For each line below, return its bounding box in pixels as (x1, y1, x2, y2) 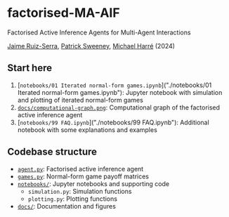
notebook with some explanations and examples (17, 125, 158, 134)
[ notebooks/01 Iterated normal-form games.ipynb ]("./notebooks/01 (17, 81, 212, 89)
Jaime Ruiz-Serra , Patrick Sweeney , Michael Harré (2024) (7, 41, 176, 50)
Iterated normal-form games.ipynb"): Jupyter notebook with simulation (17, 88, 223, 96)
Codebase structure (7, 146, 97, 158)
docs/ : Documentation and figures (17, 202, 116, 210)
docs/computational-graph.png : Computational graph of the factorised (17, 103, 220, 112)
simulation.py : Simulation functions (27, 187, 132, 195)
